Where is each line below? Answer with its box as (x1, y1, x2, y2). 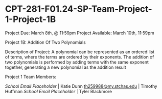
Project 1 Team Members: (5, 74, 56, 79)
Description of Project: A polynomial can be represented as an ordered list (5, 49, 155, 55)
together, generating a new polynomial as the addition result (5, 64, 126, 70)
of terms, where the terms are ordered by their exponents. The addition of (5, 54, 154, 59)
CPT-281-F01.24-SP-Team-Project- (5, 3, 153, 15)
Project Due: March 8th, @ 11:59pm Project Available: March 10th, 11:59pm (5, 30, 154, 36)
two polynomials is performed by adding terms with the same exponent (5, 59, 149, 65)
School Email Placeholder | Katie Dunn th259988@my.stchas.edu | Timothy (5, 83, 158, 89)
